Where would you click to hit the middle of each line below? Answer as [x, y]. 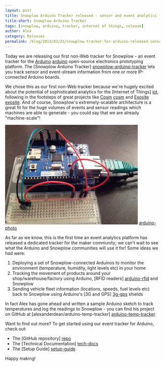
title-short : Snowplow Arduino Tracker [46, 21]
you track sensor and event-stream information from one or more [71, 72]
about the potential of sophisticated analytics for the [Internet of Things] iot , [82, 91]
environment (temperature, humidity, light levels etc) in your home [79, 268]
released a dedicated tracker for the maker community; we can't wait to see [82, 243]
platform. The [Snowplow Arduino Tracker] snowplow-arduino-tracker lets [80, 66]
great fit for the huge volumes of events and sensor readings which [73, 107]
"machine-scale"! [23, 118]
